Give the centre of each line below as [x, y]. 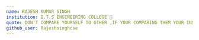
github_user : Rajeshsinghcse [42, 28]
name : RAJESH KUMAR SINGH [38, 11]
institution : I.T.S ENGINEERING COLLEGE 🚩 [59, 17]
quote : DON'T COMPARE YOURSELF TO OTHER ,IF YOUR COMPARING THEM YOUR [95, 22]
